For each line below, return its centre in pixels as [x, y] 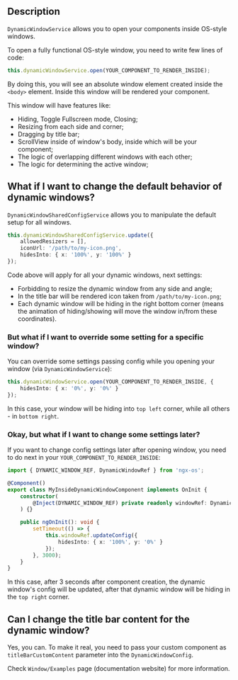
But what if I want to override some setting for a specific [106, 337]
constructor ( [39, 496]
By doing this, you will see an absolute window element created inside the [115, 84]
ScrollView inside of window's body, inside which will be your [107, 142]
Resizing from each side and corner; [70, 126]
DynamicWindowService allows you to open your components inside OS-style [117, 28]
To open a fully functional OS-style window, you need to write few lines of [115, 50]
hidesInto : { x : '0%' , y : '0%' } [69, 389]
